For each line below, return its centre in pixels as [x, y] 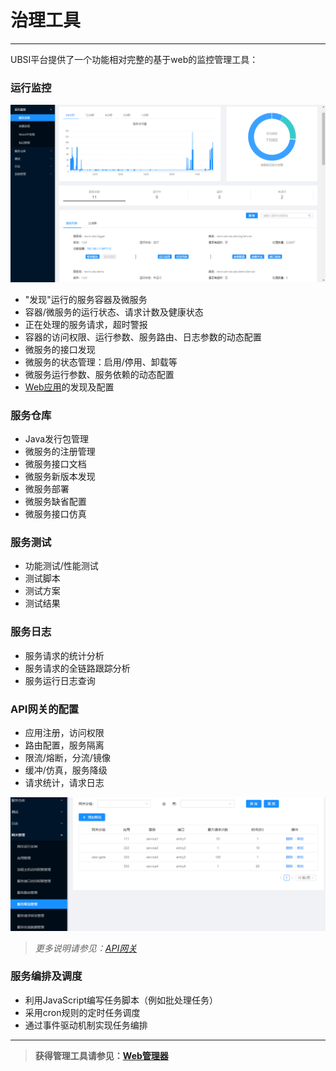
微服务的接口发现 [60, 349]
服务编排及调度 [46, 976]
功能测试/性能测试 [61, 566]
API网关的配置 [45, 709]
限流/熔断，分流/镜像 [67, 757]
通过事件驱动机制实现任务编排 [86, 1025]
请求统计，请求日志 [64, 782]
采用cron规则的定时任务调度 [82, 1012]
